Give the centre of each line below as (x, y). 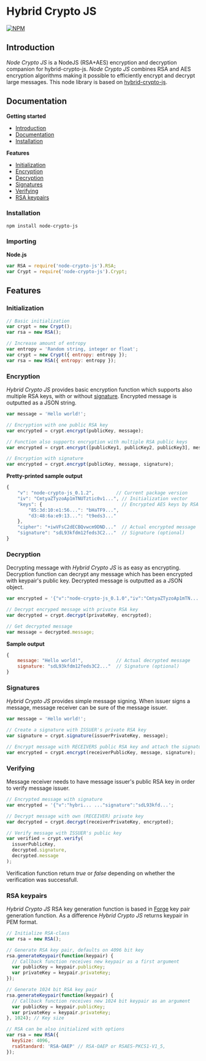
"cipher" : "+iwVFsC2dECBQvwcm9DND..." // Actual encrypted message (107, 527)
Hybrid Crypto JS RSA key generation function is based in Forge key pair (98, 909)
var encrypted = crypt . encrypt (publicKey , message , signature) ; (90, 465)
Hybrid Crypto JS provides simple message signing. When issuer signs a (98, 701)
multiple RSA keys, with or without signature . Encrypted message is (92, 396)
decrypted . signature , (40, 850)
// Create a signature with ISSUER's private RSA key (77, 730)
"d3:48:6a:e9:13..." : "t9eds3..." (72, 516)
